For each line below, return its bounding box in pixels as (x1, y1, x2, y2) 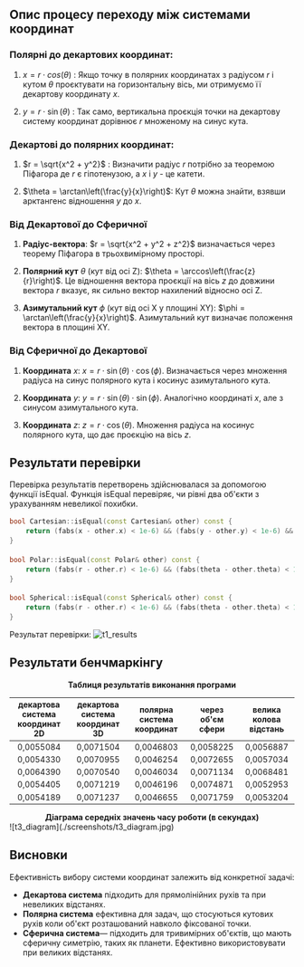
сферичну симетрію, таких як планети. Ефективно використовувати (22, 937, 286, 948)
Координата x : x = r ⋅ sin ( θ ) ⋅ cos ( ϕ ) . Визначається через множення (22, 365, 288, 376)
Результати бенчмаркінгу (9, 656, 164, 671)
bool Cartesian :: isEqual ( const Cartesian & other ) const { (9, 517, 233, 526)
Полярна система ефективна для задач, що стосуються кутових (22, 908, 274, 919)
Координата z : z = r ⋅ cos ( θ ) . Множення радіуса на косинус (22, 419, 255, 430)
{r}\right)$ (22, 275, 62, 286)
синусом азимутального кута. (22, 402, 138, 413)
